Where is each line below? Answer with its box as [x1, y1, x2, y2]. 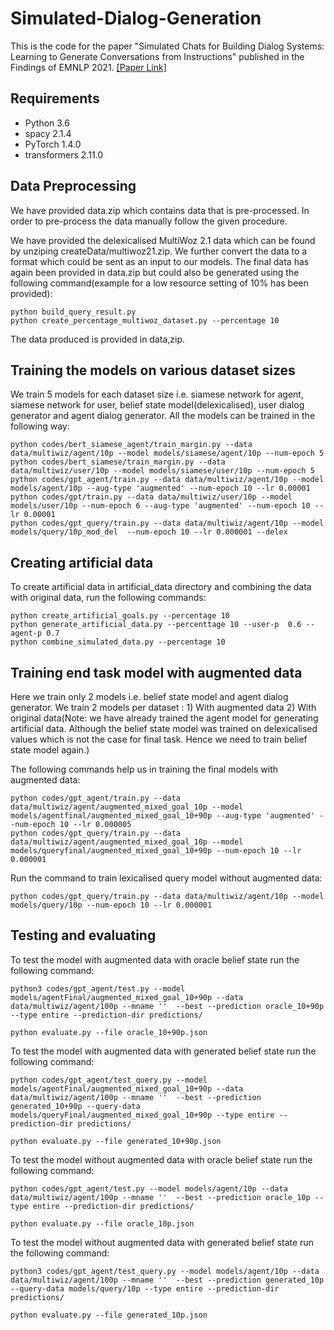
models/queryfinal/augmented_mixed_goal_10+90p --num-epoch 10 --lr [10, 846, 302, 856]
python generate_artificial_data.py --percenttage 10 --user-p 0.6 [10, 620, 302, 630]
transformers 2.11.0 [24, 148, 104, 161]
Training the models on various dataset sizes [10, 362, 296, 379]
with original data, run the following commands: [10, 592, 207, 604]
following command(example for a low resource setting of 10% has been [10, 277, 309, 289]
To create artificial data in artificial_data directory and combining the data [10, 581, 312, 593]
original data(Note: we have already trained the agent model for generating [10, 712, 319, 724]
